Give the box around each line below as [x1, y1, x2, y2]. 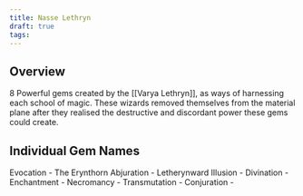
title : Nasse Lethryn [9, 13, 92, 23]
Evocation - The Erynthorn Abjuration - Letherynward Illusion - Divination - [9, 167, 288, 178]
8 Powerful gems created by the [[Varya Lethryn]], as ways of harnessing [9, 88, 284, 99]
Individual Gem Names [9, 142, 141, 159]
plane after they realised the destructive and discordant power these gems [9, 107, 288, 118]
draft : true [9, 22, 54, 31]
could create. [9, 117, 59, 128]
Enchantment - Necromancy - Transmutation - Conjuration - [9, 177, 234, 187]
